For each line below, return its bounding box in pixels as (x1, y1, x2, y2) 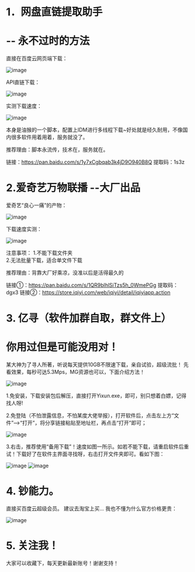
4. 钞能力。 (6, 485, 60, 498)
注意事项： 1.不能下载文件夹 (6, 250, 73, 257)
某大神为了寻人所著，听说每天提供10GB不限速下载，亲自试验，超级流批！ (6, 361, 183, 368)
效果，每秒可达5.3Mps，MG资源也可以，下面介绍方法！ (11, 369, 145, 376)
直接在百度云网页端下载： (6, 55, 68, 62)
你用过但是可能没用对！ (6, 341, 119, 354)
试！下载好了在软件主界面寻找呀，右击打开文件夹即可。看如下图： (6, 451, 165, 458)
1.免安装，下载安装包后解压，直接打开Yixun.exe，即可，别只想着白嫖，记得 (6, 392, 187, 399)
